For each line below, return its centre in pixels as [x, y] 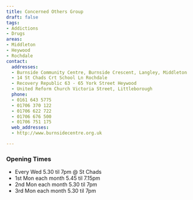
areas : [14, 39]
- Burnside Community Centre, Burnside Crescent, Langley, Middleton [99, 72]
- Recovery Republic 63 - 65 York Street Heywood [74, 84]
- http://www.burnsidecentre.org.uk [57, 133]
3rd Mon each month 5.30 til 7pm [55, 191]
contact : [17, 61]
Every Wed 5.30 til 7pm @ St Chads [58, 172]
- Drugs [16, 34]
